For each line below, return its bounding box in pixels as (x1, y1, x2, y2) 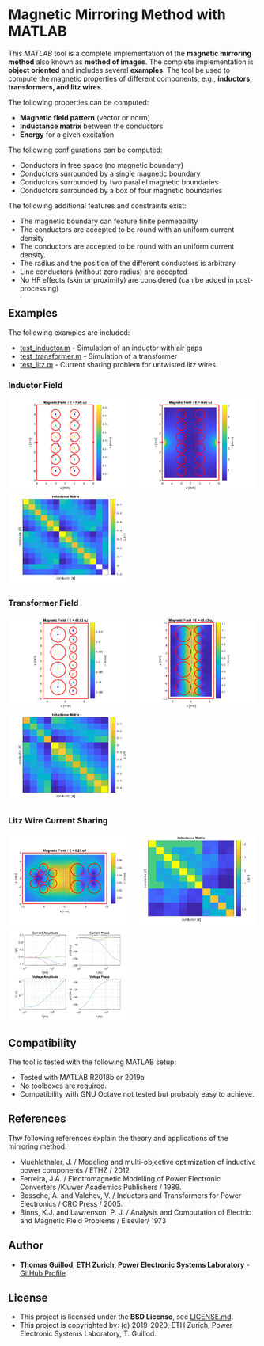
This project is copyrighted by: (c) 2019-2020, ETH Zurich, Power (19, 1321, 233, 1330)
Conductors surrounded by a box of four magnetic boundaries (19, 185, 223, 195)
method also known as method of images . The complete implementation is (8, 57, 255, 67)
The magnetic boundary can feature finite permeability (19, 216, 198, 226)
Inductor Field (8, 379, 63, 390)
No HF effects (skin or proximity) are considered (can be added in (19, 275, 235, 284)
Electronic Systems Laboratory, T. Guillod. (19, 1329, 157, 1339)
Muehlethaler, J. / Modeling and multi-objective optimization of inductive (19, 1157, 257, 1166)
